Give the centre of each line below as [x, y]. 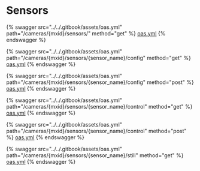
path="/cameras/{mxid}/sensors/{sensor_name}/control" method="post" [96, 131]
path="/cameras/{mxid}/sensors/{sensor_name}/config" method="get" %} [99, 58]
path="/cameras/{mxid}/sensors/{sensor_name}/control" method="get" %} [99, 106]
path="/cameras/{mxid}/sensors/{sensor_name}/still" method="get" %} [95, 155]
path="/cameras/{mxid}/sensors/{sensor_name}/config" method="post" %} [100, 82]
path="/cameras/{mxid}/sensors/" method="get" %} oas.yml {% [86, 33]
